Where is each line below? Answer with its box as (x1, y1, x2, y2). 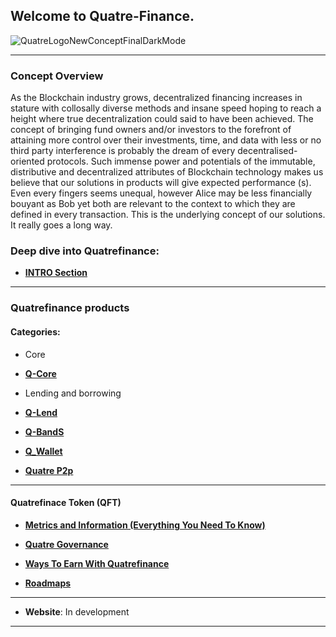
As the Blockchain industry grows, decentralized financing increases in (10, 92, 303, 104)
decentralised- (237, 145, 298, 157)
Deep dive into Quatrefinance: (10, 244, 160, 258)
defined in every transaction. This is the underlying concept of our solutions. (10, 209, 326, 221)
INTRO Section (24, 267, 88, 279)
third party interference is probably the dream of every (10, 145, 236, 157)
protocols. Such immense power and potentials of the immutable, (46, 155, 316, 168)
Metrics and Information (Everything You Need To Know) (24, 519, 266, 531)
